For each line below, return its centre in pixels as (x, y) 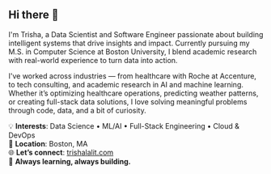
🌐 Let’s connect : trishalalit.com (61, 152)
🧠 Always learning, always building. (70, 161)
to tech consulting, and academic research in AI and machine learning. (126, 84)
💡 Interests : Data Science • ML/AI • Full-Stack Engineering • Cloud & (124, 125)
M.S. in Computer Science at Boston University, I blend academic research (133, 51)
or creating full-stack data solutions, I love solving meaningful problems (128, 101)
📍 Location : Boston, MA (48, 143)
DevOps (22, 135)
